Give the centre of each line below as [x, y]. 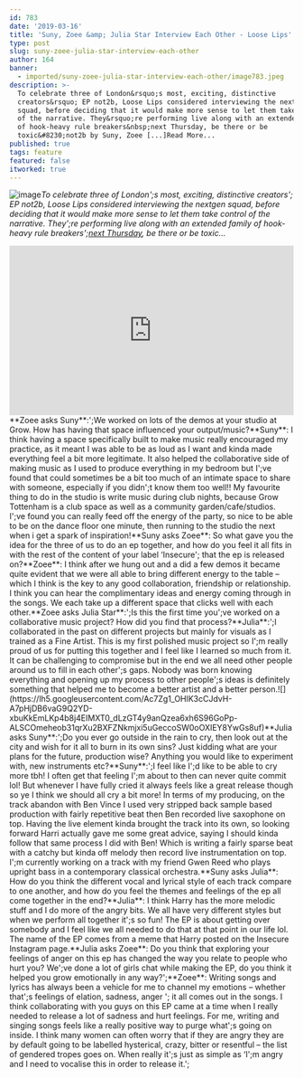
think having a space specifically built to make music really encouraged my [149, 440]
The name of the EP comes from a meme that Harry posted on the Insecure [149, 939]
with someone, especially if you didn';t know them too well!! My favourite [145, 487]
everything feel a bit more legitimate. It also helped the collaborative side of [150, 459]
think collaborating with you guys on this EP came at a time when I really [144, 1007]
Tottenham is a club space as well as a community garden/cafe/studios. [143, 506]
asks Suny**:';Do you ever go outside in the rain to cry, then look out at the [149, 737]
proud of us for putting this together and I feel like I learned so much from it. [150, 651]
